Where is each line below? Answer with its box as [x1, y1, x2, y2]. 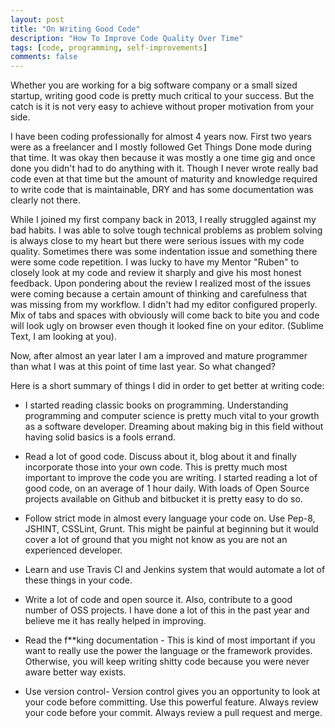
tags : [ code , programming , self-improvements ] [10, 42, 208, 53]
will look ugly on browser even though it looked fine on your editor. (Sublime [10, 320, 324, 332]
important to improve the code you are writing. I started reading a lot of [24, 472, 318, 484]
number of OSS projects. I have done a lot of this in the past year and [24, 604, 310, 616]
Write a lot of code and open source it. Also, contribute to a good [24, 594, 293, 606]
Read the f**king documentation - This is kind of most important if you [24, 634, 316, 646]
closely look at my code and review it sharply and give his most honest [10, 267, 302, 279]
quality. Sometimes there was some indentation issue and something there [10, 246, 318, 258]
